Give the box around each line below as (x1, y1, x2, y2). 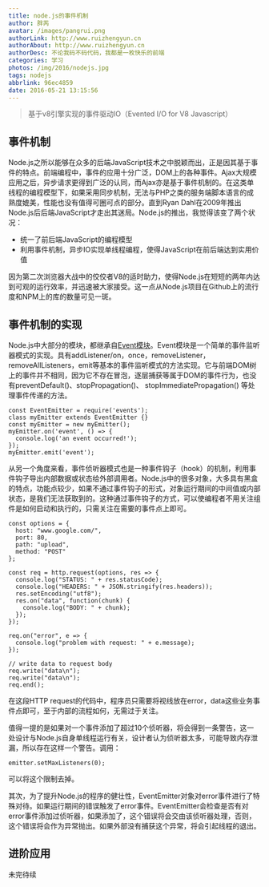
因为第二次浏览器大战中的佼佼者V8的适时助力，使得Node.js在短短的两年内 (8, 272, 254, 281)
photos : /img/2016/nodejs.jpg (8, 64, 110, 72)
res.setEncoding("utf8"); (15, 590, 102, 598)
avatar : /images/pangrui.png (8, 26, 106, 34)
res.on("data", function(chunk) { (15, 597, 130, 605)
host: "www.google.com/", (15, 526, 102, 534)
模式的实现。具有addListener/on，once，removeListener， (14, 350, 211, 360)
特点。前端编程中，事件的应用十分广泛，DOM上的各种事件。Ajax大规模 (22, 167, 258, 177)
